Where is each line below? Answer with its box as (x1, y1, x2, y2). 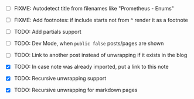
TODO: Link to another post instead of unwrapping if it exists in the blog (13, 52, 188, 59)
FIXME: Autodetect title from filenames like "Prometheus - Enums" (13, 5, 174, 12)
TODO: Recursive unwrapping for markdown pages (13, 87, 138, 94)
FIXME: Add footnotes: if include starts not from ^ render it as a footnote (13, 17, 188, 24)
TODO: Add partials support (13, 29, 81, 36)
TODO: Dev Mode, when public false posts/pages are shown (13, 40, 164, 47)
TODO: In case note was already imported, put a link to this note (13, 63, 169, 70)
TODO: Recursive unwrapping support (13, 75, 107, 82)
